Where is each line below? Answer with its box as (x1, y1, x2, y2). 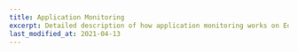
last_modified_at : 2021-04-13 (9, 29, 122, 38)
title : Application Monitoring (9, 12, 125, 22)
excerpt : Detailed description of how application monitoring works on (9, 21, 279, 30)
